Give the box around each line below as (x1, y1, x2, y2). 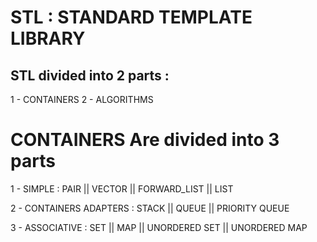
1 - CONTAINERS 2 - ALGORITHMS (10, 94, 154, 105)
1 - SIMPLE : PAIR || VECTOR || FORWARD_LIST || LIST (10, 182, 234, 195)
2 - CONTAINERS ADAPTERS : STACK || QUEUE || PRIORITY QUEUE (10, 202, 290, 214)
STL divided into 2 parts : (10, 67, 170, 84)
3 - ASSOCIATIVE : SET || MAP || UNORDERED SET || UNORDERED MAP (10, 221, 308, 233)
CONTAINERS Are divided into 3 (10, 129, 280, 151)
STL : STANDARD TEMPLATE (10, 6, 253, 29)
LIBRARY (10, 27, 86, 50)
